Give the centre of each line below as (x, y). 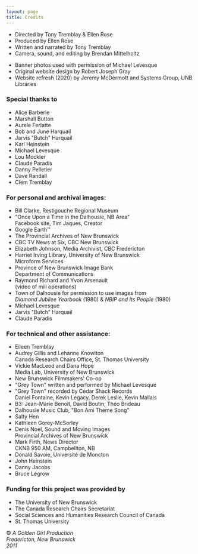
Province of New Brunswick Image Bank (64, 268)
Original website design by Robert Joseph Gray (73, 71)
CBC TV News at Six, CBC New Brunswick (67, 242)
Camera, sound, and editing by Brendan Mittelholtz (77, 53)
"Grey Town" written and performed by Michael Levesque (85, 385)
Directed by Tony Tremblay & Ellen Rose (64, 34)
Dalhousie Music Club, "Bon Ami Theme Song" (72, 410)
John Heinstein (33, 461)
